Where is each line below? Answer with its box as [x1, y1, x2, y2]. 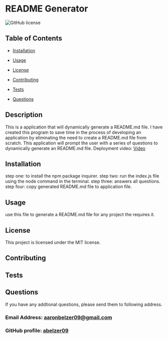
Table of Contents [5, 34, 63, 43]
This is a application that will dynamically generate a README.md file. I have [5, 124, 163, 130]
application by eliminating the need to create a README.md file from [5, 134, 147, 140]
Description [5, 111, 43, 119]
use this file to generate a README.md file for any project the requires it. [5, 212, 155, 218]
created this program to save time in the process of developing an [5, 129, 141, 135]
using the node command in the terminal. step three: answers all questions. [5, 179, 160, 185]
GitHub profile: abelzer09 [5, 327, 69, 334]
